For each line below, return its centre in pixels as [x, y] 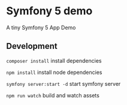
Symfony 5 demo [49, 11]
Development [32, 46]
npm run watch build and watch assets [53, 95]
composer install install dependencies [54, 60]
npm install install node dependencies [54, 72]
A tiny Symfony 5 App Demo [41, 27]
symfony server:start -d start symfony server [63, 84]
